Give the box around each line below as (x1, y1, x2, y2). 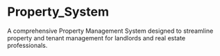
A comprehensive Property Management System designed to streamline (7, 27, 214, 35)
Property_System (7, 4, 110, 20)
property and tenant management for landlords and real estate (7, 33, 186, 42)
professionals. (7, 41, 48, 49)
